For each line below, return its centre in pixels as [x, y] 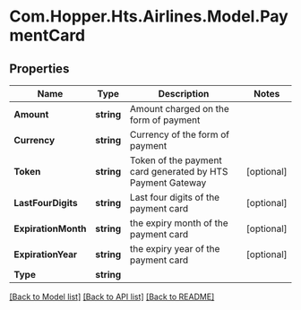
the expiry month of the [179, 223]
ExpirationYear [46, 254]
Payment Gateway [168, 183]
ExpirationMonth [50, 228]
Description [184, 94]
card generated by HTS [179, 172]
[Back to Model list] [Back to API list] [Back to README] [112, 297]
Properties [39, 69]
